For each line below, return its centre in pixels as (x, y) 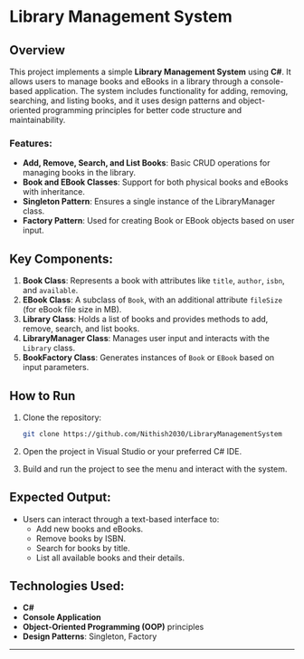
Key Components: (61, 258)
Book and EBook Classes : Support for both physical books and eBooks (155, 182)
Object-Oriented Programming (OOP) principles (113, 627)
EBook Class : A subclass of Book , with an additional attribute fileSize (152, 300)
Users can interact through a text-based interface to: (121, 519)
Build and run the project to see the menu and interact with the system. (155, 469)
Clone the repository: (62, 417)
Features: (31, 143)
